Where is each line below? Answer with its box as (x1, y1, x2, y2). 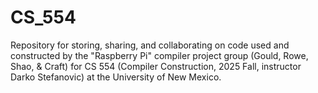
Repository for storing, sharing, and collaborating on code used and (10, 39, 290, 51)
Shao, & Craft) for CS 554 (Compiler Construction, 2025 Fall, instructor (10, 60, 302, 72)
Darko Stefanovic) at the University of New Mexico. (10, 71, 222, 83)
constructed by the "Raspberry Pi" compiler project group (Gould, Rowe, (10, 49, 309, 61)
